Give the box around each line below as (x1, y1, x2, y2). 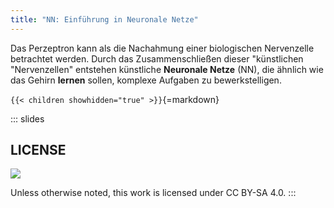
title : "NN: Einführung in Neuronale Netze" (10, 14, 199, 25)
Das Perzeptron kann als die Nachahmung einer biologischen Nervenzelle (10, 42, 315, 54)
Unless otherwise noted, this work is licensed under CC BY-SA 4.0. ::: (10, 187, 297, 199)
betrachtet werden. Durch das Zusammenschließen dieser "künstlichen (10, 52, 304, 65)
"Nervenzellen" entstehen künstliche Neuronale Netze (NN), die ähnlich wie (10, 63, 324, 75)
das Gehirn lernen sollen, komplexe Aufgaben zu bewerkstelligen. (10, 74, 282, 86)
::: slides (10, 112, 45, 125)
